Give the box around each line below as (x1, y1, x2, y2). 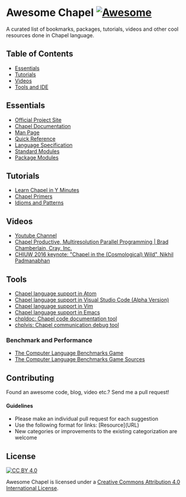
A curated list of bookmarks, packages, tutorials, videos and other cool (6, 25, 179, 33)
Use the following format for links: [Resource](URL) (14, 421, 140, 428)
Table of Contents (6, 49, 74, 59)
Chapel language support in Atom (14, 290, 97, 297)
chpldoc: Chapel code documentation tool (14, 315, 118, 322)
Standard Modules (14, 148, 60, 155)
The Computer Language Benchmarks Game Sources (14, 356, 145, 363)
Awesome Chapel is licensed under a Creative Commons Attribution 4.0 (6, 479, 181, 486)
